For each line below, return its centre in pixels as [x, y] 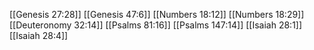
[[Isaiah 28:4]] [39, 35]
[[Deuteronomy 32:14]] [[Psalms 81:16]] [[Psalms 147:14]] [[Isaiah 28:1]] [156, 25]
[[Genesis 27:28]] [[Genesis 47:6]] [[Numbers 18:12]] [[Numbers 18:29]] [157, 14]
